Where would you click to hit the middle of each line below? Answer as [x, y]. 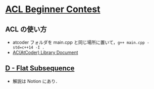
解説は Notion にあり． [36, 81]
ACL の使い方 [26, 29]
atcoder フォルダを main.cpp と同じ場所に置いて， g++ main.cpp [79, 42]
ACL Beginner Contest [53, 9]
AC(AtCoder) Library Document [45, 52]
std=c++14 [23, 48]
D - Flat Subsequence [40, 69]
